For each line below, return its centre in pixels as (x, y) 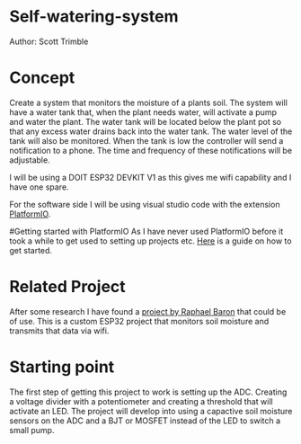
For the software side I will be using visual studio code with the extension (145, 204)
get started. (31, 250)
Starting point (62, 367)
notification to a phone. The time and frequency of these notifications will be (151, 150)
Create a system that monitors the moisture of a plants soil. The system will (148, 102)
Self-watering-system (94, 17)
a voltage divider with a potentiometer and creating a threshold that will (141, 401)
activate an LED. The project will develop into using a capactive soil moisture (151, 411)
